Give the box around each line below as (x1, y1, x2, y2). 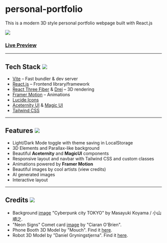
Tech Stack (5, 62, 41, 71)
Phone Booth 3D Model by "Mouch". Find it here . (12, 227, 112, 233)
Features (5, 126, 33, 135)
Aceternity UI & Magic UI (12, 102, 63, 108)
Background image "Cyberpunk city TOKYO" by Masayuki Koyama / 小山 (12, 210, 162, 216)
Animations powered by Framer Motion (12, 161, 93, 167)
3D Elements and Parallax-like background (12, 145, 100, 151)
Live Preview (5, 41, 37, 48)
